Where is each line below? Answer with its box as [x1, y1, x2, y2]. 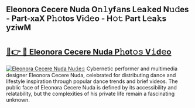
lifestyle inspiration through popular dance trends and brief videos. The [6, 78, 179, 85]
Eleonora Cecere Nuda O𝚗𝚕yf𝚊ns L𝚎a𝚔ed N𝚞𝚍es [6, 5, 189, 15]
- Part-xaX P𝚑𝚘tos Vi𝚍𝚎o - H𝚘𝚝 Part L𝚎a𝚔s [6, 14, 167, 24]
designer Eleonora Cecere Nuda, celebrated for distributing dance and [6, 72, 176, 78]
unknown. [6, 96, 30, 103]
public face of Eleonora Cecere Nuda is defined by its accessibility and [6, 84, 177, 91]
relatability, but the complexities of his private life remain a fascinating [6, 90, 175, 97]
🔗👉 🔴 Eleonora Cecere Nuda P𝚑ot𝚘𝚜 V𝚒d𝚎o [6, 46, 172, 57]
